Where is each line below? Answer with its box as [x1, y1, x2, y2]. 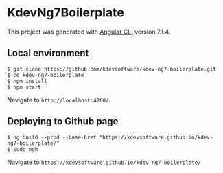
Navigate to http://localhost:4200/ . [7, 95, 111, 104]
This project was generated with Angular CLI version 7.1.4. [7, 27, 171, 36]
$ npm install [7, 78, 48, 84]
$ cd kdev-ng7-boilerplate [7, 71, 84, 78]
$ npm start [7, 84, 41, 91]
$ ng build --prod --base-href [7, 134, 97, 141]
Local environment [7, 47, 89, 59]
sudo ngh [13, 146, 38, 152]
